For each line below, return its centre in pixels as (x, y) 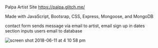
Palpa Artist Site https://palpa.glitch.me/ (45, 7)
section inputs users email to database (44, 31)
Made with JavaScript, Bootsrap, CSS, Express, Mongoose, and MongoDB (79, 16)
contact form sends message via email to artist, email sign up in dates (75, 26)
